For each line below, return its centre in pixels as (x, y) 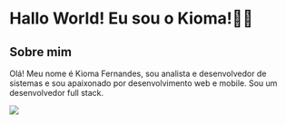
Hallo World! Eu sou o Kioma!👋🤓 (132, 19)
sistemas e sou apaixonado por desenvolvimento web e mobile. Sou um (143, 83)
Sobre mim (41, 52)
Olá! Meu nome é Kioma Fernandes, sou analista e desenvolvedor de (138, 73)
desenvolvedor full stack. (57, 93)
